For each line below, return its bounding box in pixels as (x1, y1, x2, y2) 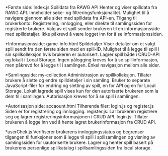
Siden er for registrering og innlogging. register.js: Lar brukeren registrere (5, 108, 157, 114)
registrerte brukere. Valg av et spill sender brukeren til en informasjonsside (5, 26, 160, 32)
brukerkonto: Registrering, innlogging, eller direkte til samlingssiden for (5, 20, 152, 26)
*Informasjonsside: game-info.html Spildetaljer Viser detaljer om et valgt (5, 41, 156, 47)
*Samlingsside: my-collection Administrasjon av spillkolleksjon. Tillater (5, 72, 152, 77)
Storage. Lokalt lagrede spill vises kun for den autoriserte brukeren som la (5, 88, 158, 94)
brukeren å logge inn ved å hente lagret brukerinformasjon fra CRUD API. (5, 119, 156, 125)
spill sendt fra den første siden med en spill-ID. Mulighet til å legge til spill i (5, 46, 159, 52)
